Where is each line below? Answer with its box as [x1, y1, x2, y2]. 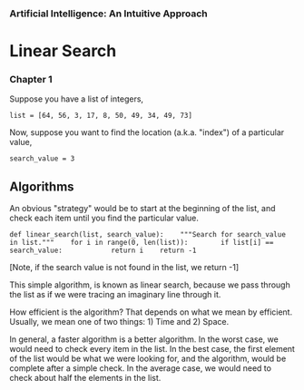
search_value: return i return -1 [9, 246, 197, 256]
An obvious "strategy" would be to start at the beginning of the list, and [9, 203, 276, 214]
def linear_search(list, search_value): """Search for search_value [9, 230, 286, 239]
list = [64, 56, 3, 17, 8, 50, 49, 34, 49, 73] [9, 112, 193, 121]
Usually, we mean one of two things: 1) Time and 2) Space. [9, 317, 230, 327]
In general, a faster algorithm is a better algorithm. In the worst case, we [9, 334, 279, 345]
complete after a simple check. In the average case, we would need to [9, 363, 272, 374]
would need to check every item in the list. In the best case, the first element [9, 344, 295, 355]
